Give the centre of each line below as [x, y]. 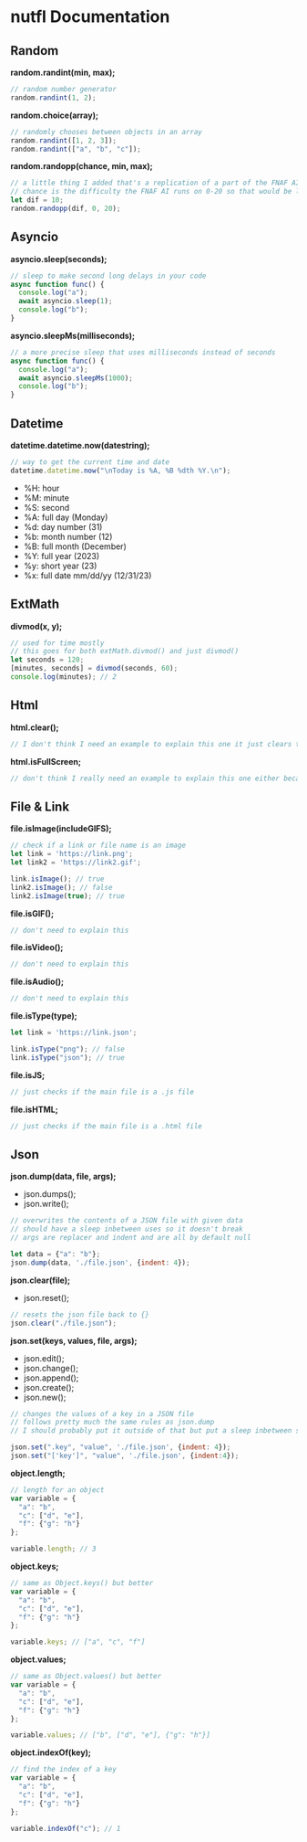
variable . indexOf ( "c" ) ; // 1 [66, 1828]
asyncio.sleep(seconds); [59, 259]
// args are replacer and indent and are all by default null [131, 1238]
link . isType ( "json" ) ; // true [68, 1057]
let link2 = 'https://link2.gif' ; [76, 863]
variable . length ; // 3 [53, 1549]
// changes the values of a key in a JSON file [102, 1413]
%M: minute [46, 498]
